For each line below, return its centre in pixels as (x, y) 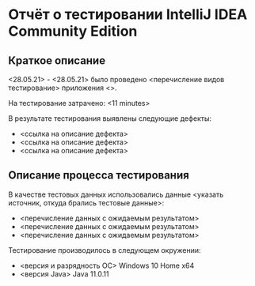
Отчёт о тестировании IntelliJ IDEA (128, 15)
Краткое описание (57, 60)
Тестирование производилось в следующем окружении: (105, 250)
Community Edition (73, 31)
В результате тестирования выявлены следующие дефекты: (110, 119)
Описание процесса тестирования (99, 175)
